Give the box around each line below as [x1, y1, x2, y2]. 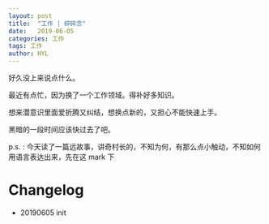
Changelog [8, 181, 84, 200]
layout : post [8, 11, 53, 20]
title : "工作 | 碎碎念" [8, 19, 87, 28]
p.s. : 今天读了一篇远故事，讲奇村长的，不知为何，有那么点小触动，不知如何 [8, 142, 261, 151]
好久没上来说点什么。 [8, 73, 79, 82]
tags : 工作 [8, 42, 43, 50]
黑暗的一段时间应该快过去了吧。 [8, 125, 115, 134]
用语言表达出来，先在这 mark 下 [8, 152, 115, 162]
